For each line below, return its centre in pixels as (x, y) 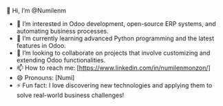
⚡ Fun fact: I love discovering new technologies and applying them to (114, 85)
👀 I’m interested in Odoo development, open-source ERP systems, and (116, 24)
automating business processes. (62, 31)
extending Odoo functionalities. (61, 60)
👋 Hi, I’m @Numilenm (36, 11)
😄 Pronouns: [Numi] (45, 78)
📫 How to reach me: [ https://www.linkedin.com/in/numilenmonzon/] (113, 68)
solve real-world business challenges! (70, 95)
